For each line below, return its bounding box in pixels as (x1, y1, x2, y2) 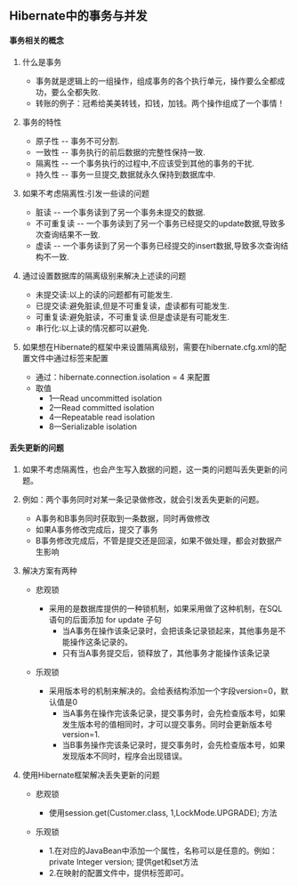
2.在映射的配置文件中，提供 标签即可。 (48, 867, 189, 878)
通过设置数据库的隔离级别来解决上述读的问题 (21, 270, 187, 280)
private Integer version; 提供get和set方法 (48, 856, 198, 866)
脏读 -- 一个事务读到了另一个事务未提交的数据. (35, 207, 206, 217)
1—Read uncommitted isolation (48, 393, 163, 403)
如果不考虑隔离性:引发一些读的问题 (21, 188, 149, 199)
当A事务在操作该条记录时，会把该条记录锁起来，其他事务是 (61, 625, 278, 636)
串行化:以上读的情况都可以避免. (35, 322, 149, 333)
